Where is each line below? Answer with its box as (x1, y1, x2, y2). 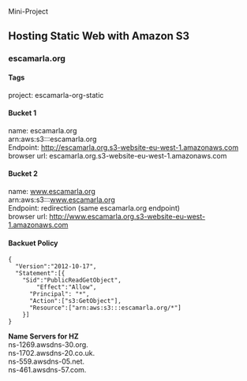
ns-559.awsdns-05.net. (8, 357, 85, 366)
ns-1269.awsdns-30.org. (8, 340, 88, 349)
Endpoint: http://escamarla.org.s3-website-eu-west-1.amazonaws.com (8, 142, 239, 152)
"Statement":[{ (15, 270, 65, 278)
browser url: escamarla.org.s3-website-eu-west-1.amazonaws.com (8, 151, 227, 160)
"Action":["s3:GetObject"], (28, 297, 122, 305)
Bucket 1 (8, 108, 37, 118)
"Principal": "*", (28, 290, 90, 298)
